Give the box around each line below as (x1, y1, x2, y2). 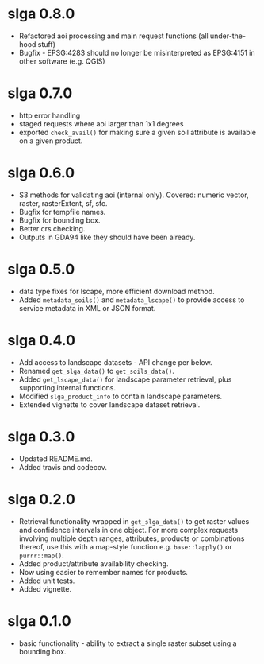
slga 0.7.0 (7, 84, 73, 103)
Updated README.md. (18, 454, 93, 464)
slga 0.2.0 (7, 490, 76, 508)
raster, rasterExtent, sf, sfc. (18, 198, 108, 208)
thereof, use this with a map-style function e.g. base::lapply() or (18, 542, 233, 551)
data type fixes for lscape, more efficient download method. (18, 286, 215, 296)
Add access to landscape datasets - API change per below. (18, 357, 212, 367)
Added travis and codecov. (18, 462, 108, 472)
